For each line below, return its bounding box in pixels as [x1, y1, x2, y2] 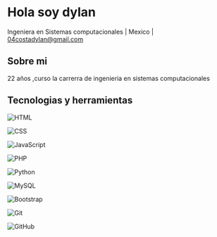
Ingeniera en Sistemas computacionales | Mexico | [7, 27, 154, 36]
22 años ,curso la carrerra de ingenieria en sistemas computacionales [7, 74, 210, 82]
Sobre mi [7, 56, 48, 68]
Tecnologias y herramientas [7, 94, 133, 106]
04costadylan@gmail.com [7, 34, 83, 43]
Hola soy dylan [7, 4, 97, 20]
